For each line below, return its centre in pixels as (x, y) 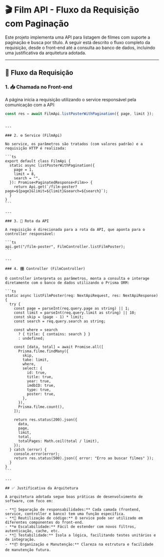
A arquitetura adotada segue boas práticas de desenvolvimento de (74, 497)
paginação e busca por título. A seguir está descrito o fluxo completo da (78, 42)
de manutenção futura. (28, 550)
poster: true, (41, 394)
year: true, (39, 381)
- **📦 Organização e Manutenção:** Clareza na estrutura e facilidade (79, 544)
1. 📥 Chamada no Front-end (39, 87)
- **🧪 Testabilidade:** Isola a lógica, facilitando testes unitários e (81, 535)
